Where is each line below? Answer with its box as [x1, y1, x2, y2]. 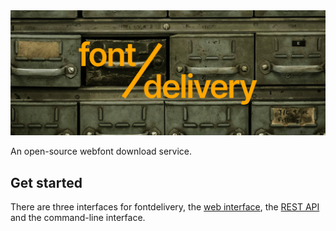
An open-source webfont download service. [10, 145, 193, 158]
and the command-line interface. [10, 212, 146, 224]
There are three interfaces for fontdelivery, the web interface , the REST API [10, 201, 320, 213]
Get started [10, 174, 83, 191]
